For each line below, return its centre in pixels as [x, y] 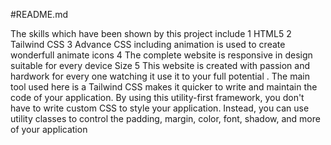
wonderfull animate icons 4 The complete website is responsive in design [161, 55]
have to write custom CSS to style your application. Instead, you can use [160, 108]
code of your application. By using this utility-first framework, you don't [157, 97]
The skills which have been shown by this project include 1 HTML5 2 [151, 33]
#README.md [39, 14]
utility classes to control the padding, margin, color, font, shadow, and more [165, 118]
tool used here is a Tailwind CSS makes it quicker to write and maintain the [164, 87]
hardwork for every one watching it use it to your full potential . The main [160, 76]
